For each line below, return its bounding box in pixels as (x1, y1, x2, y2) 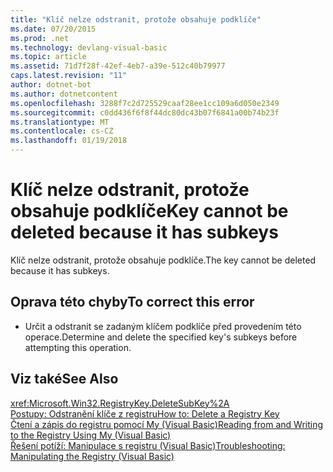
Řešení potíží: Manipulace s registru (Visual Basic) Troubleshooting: (10, 439, 286, 451)
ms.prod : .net (10, 33, 70, 43)
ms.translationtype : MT (10, 117, 110, 127)
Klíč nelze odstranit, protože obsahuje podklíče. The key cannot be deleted (10, 254, 317, 266)
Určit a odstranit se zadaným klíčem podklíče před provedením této (24, 320, 302, 332)
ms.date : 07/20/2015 (10, 24, 97, 34)
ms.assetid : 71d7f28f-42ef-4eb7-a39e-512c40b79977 (10, 61, 226, 71)
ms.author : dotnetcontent (10, 89, 118, 99)
